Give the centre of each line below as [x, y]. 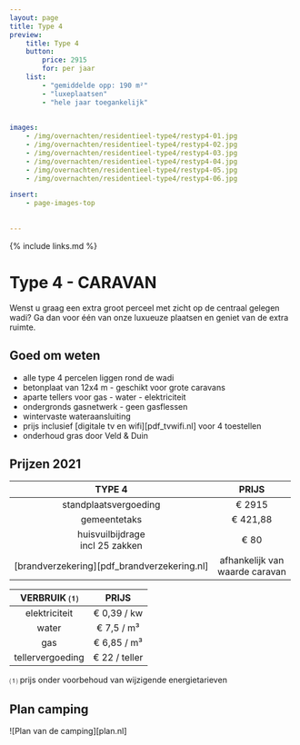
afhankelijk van [252, 561]
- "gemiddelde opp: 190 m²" [95, 85]
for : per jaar [69, 69]
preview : [26, 35]
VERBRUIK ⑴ [49, 598]
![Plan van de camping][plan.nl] [68, 731]
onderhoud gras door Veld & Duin [85, 435]
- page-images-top [60, 204]
